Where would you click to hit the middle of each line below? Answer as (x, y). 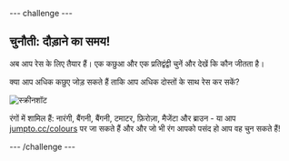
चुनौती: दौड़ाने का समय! (60, 41)
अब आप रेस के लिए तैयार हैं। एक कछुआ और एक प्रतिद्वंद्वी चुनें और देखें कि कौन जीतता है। (137, 64)
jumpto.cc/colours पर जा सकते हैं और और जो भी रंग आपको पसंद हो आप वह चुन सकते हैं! (145, 128)
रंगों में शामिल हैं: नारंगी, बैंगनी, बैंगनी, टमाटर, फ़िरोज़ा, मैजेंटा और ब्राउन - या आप (123, 118)
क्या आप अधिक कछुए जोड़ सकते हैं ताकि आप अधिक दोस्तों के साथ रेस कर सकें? (125, 82)
